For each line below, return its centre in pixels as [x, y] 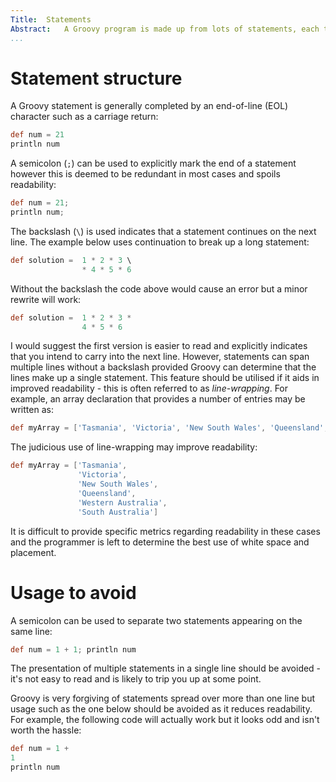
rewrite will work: [46, 299]
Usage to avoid [73, 592]
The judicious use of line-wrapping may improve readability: [134, 447]
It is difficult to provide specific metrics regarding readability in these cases [165, 531]
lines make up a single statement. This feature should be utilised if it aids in [165, 378]
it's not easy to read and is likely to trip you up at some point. [136, 679]
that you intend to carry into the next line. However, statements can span [160, 357]
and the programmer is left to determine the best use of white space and [160, 542]
